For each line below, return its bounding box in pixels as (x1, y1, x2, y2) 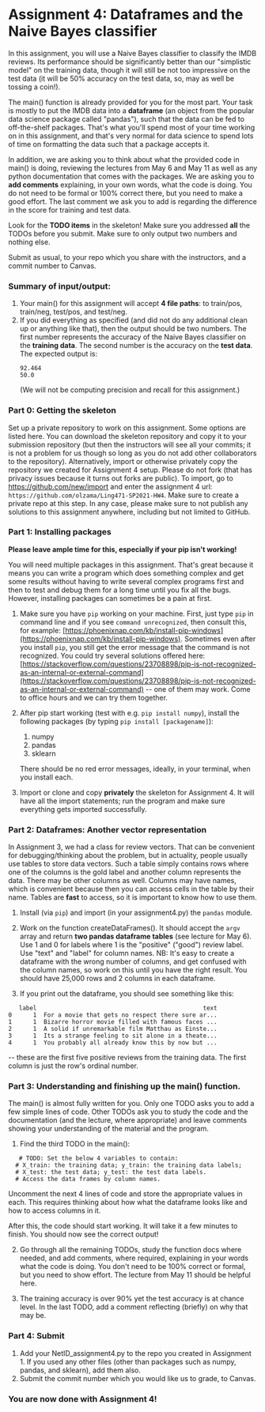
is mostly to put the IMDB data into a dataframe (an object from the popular (8, 105, 255, 115)
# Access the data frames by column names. (15, 1176, 161, 1184)
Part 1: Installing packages (8, 527, 112, 538)
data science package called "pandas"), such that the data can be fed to (8, 114, 245, 123)
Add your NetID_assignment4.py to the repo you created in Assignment (19, 1348, 252, 1357)
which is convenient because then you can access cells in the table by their (8, 884, 255, 894)
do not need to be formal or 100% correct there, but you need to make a (8, 188, 244, 198)
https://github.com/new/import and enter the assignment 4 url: (8, 481, 213, 491)
